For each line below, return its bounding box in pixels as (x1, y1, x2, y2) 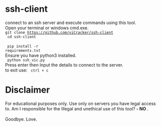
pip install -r (7, 44, 38, 49)
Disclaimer (5, 84, 50, 96)
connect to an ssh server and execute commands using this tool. (5, 20, 136, 25)
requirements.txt (5, 48, 41, 53)
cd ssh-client (7, 34, 36, 39)
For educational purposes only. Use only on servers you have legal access (5, 101, 156, 106)
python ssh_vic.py (7, 57, 45, 62)
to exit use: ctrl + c (5, 67, 49, 73)
